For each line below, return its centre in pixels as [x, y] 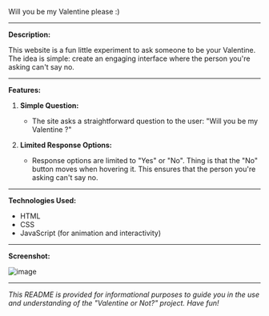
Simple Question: [49, 106]
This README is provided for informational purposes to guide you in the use [134, 294]
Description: [29, 34]
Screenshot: [29, 256]
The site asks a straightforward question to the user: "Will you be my [145, 121]
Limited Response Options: [66, 145]
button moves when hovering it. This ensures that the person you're [144, 169]
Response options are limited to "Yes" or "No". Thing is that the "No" [145, 160]
